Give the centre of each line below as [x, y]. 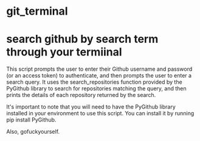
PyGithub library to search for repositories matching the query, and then [96, 89]
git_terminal [37, 11]
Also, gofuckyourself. [33, 132]
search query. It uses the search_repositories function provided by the [94, 82]
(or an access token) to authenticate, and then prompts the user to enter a [99, 76]
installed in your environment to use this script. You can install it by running [100, 114]
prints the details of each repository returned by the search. [81, 95]
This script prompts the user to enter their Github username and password [99, 69]
